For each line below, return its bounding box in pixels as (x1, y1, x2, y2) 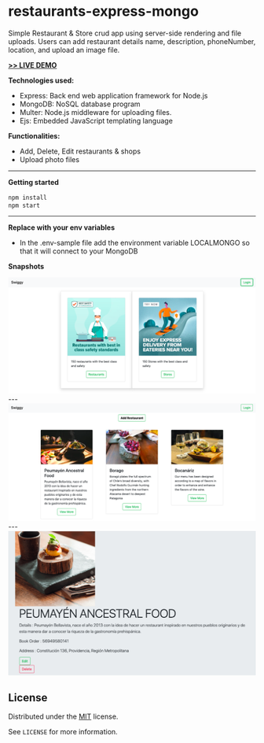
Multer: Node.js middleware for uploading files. (19, 107, 172, 116)
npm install (8, 194, 47, 201)
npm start (8, 201, 41, 209)
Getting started (8, 177, 59, 187)
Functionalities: (8, 131, 60, 140)
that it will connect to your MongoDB (19, 246, 138, 256)
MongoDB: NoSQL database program (19, 99, 141, 109)
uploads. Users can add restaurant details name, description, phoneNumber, (8, 36, 256, 46)
